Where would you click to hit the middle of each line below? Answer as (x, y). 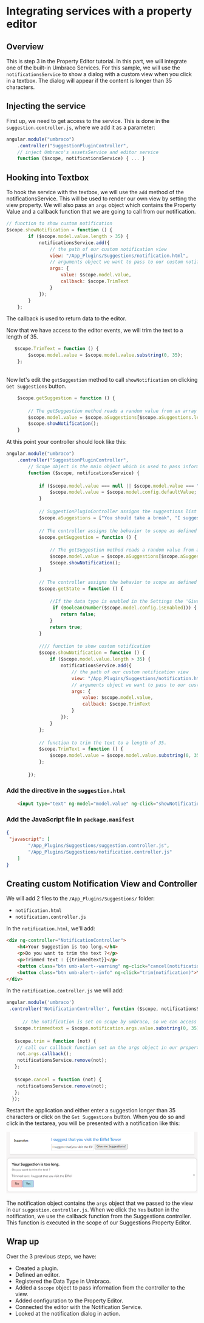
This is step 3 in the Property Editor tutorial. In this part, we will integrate (97, 61)
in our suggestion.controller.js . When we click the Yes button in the (93, 1210)
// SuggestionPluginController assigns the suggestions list (118, 511)
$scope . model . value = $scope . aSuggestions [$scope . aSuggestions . (111, 417)
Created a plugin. (37, 1268)
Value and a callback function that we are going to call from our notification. (101, 212)
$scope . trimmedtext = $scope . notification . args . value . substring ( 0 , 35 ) (107, 1028)
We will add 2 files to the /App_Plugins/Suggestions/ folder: (80, 899)
